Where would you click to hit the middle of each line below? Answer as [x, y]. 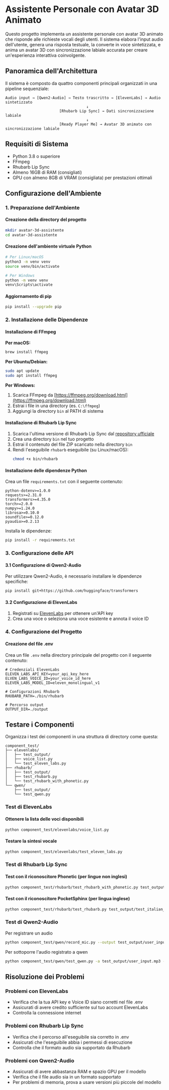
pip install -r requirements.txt [40, 540]
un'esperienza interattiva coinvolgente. [46, 55]
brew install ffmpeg [27, 352]
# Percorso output [24, 705]
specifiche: [17, 582]
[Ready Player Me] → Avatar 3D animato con [105, 124]
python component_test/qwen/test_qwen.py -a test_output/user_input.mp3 [83, 961]
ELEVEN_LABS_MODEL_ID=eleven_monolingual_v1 [53, 683]
